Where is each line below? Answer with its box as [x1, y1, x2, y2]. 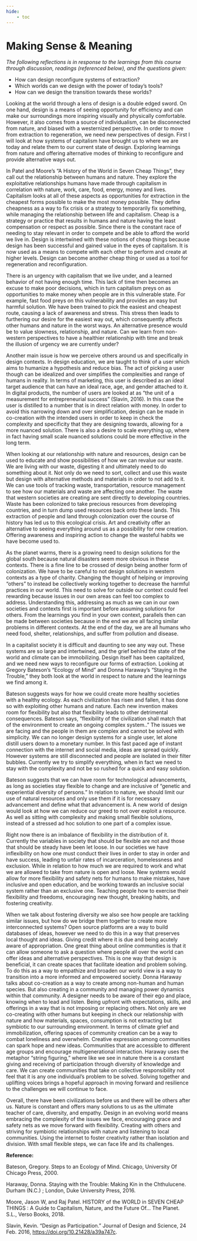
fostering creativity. [6, 900, 53, 907]
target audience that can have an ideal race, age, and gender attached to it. [6, 383, 189, 390]
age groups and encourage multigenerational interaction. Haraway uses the [6, 1048, 189, 1055]
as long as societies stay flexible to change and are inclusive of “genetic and [6, 783, 191, 790]
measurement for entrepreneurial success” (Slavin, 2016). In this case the [6, 396, 184, 403]
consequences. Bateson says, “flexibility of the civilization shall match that [6, 715, 186, 722]
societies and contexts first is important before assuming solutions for [6, 605, 175, 613]
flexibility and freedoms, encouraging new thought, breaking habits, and [6, 893, 181, 900]
